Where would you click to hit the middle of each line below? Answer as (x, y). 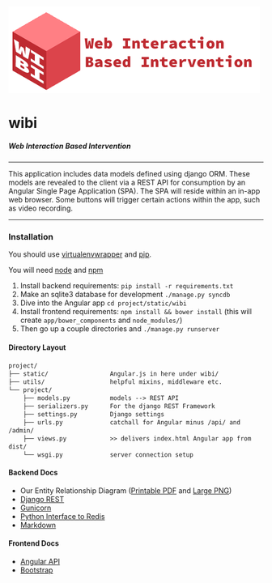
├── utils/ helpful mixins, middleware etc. (115, 382)
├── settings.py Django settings (93, 414)
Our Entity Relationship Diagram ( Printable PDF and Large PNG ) (126, 490)
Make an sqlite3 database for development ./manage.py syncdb (125, 295)
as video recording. (40, 208)
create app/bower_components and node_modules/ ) (101, 320)
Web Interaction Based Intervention (70, 146)
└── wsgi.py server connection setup (108, 455)
